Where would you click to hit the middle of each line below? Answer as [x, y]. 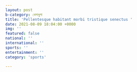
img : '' [13, 29]
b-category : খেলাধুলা [24, 15]
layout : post [19, 10]
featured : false [22, 33]
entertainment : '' [25, 52]
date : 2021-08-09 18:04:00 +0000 [41, 24]
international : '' [25, 43]
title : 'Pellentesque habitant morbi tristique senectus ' [69, 19]
